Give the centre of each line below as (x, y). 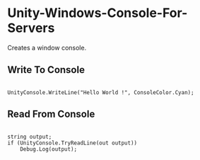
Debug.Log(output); (49, 149)
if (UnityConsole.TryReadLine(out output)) (72, 143)
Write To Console (46, 70)
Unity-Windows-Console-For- (98, 13)
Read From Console (51, 114)
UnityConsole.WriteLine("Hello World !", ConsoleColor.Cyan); (101, 92)
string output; (30, 137)
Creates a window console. (47, 47)
